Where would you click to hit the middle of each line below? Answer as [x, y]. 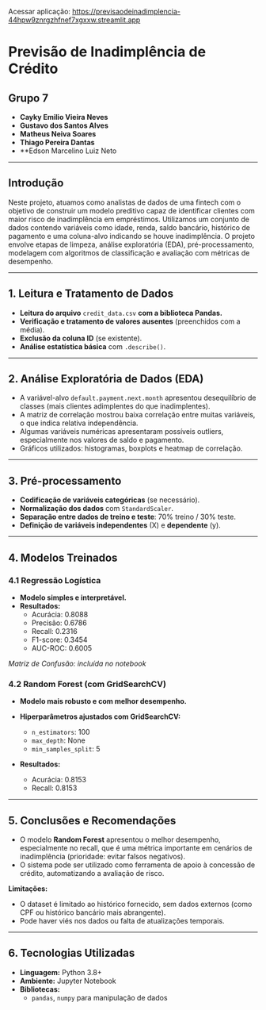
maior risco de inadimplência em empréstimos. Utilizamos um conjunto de [129, 219]
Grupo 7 [28, 98]
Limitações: [28, 889]
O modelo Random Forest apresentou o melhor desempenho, [120, 839]
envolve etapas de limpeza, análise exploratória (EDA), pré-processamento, [131, 244]
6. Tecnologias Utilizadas [72, 953]
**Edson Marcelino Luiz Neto [68, 151]
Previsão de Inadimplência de [107, 52]
